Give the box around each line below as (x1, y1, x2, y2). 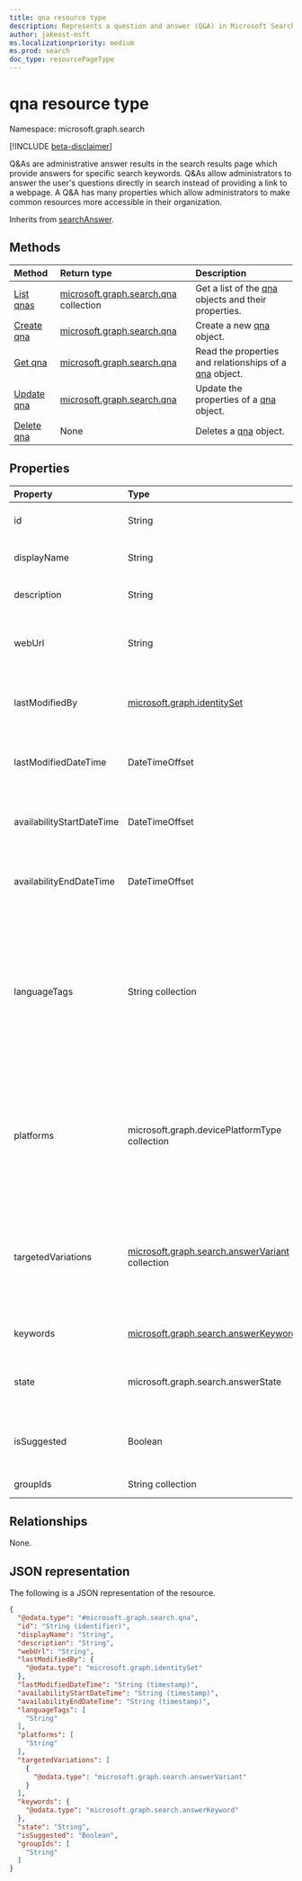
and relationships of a (195, 356, 287, 369)
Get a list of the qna (195, 282, 279, 294)
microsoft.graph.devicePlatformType (127, 1124, 282, 1136)
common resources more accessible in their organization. (9, 196, 223, 207)
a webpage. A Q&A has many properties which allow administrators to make (9, 186, 290, 198)
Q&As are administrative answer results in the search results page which (9, 158, 278, 169)
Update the (195, 381, 243, 394)
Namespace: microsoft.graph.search (9, 123, 146, 134)
